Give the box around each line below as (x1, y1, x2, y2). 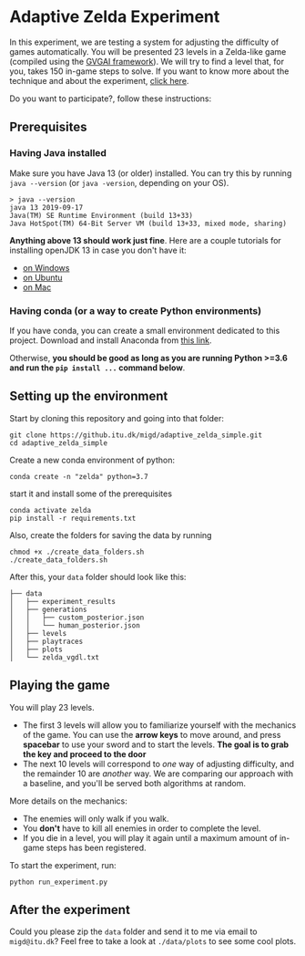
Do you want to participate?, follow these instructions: (9, 93, 212, 104)
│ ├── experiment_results (9, 597, 117, 606)
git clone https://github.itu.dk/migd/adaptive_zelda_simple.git (9, 431, 262, 440)
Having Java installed (9, 147, 107, 160)
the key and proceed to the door (22, 748, 147, 759)
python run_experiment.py (9, 878, 107, 887)
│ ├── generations (9, 605, 88, 614)
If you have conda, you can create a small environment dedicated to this (9, 325, 280, 336)
